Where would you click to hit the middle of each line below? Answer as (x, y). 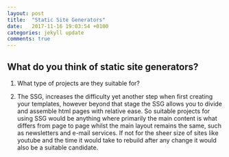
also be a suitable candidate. (58, 147)
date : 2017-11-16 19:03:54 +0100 (58, 26)
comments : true (29, 39)
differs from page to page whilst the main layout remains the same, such (119, 125)
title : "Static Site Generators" (57, 20)
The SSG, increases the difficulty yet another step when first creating (115, 96)
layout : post (26, 13)
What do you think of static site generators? (103, 67)
